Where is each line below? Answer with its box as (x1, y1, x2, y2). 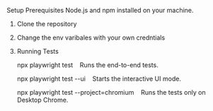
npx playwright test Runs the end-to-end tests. (16, 61, 159, 69)
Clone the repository (16, 20, 77, 28)
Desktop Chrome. (16, 95, 69, 104)
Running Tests (16, 47, 59, 55)
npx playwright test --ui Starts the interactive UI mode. (16, 74, 182, 83)
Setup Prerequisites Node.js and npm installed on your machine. (6, 6, 194, 14)
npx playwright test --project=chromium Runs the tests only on (16, 88, 206, 96)
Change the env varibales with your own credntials (16, 33, 166, 42)
